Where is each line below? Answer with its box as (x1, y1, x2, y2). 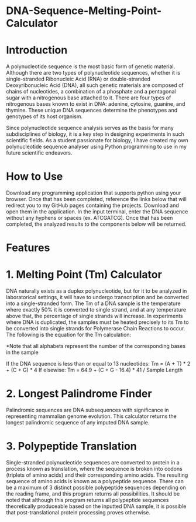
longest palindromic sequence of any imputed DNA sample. (6, 419, 150, 426)
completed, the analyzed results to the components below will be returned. (6, 220, 187, 227)
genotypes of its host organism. (6, 113, 83, 120)
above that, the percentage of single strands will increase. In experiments (6, 313, 183, 320)
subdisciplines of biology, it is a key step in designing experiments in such (6, 130, 184, 138)
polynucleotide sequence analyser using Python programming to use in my (6, 143, 187, 150)
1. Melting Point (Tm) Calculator (6, 268, 162, 282)
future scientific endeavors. (6, 149, 73, 156)
